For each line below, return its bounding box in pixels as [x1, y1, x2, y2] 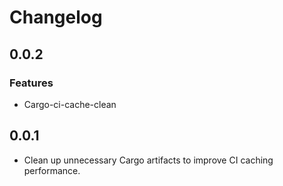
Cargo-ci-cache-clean [23, 98, 117, 110]
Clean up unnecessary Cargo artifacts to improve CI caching [23, 154, 274, 166]
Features [9, 76, 54, 90]
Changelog [9, 6, 103, 29]
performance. [23, 164, 81, 176]
